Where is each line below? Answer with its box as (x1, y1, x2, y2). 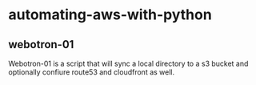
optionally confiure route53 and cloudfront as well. (8, 67, 175, 77)
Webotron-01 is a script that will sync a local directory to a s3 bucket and (8, 59, 249, 68)
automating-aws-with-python (8, 6, 212, 24)
